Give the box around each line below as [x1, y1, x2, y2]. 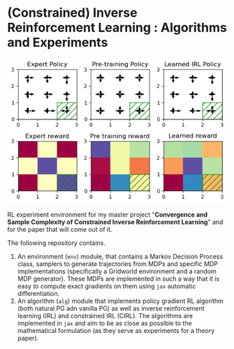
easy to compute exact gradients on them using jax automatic [17, 282, 196, 290]
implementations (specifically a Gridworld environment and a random [17, 267, 217, 276]
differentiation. [17, 290, 60, 298]
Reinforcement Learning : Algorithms [7, 20, 227, 36]
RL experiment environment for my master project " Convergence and [7, 211, 208, 219]
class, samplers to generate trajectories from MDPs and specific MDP [17, 260, 219, 268]
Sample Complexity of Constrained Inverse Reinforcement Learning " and [7, 218, 224, 226]
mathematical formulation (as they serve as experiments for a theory [17, 327, 215, 335]
